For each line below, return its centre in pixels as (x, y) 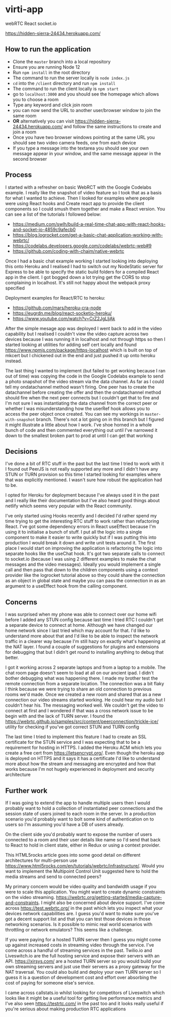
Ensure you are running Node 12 (46, 67)
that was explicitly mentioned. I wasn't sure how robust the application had (84, 480)
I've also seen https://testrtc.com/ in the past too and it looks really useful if (84, 1004)
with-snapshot (20, 420)
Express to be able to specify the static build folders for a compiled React (82, 272)
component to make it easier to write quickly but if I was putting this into (81, 537)
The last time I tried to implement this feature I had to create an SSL (76, 737)
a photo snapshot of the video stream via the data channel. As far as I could (85, 381)
